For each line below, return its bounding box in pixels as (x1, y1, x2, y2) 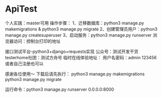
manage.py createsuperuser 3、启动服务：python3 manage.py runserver (5, 32, 152, 38)
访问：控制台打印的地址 (13, 38, 61, 44)
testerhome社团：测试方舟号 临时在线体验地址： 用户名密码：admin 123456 (5, 54, 157, 60)
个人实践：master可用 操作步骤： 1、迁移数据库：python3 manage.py (5, 20, 144, 26)
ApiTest (5, 3, 37, 15)
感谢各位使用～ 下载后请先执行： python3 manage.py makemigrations (5, 71, 145, 77)
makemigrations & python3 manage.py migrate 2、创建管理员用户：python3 (5, 26, 158, 32)
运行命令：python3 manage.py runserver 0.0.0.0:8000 (5, 86, 114, 92)
